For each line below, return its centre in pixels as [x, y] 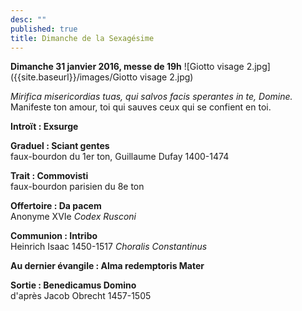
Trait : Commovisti [49, 176]
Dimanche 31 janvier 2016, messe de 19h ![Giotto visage [127, 67]
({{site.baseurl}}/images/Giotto [74, 77]
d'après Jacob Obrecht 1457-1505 [81, 296]
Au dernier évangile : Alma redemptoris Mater [107, 266]
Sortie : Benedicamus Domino [73, 285]
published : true [44, 29]
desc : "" [28, 19]
